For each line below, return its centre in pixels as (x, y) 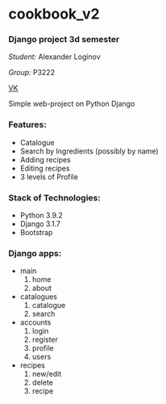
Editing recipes (45, 168)
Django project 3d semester (64, 40)
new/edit (47, 374)
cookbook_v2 (54, 14)
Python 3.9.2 (41, 216)
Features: (27, 124)
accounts (35, 322)
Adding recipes (45, 159)
